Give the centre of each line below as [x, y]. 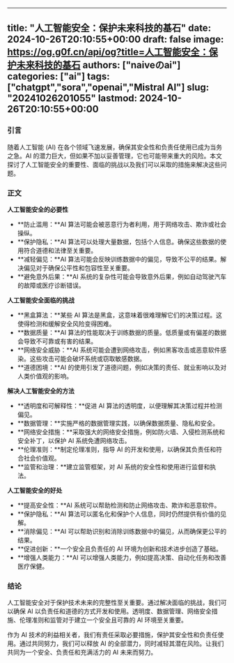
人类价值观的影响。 [45, 376]
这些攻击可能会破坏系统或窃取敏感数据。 [88, 358]
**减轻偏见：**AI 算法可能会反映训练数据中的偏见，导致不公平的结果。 [119, 259]
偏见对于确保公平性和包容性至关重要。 [78, 268]
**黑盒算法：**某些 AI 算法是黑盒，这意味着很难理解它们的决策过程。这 [120, 315]
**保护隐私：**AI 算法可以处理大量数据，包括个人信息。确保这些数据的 [119, 241]
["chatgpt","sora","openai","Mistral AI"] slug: [108, 88]
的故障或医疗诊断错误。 [51, 285]
